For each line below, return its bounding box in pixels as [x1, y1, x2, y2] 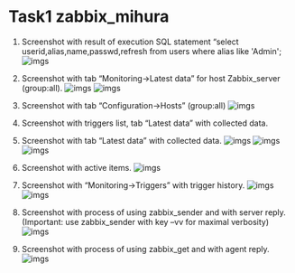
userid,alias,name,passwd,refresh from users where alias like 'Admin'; [21, 45, 281, 56]
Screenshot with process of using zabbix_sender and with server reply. [21, 206, 286, 218]
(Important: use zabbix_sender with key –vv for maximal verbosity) [21, 216, 270, 227]
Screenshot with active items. [21, 162, 132, 173]
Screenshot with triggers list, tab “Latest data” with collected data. [21, 118, 268, 128]
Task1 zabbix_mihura [8, 6, 170, 27]
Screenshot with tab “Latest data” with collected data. [21, 135, 222, 146]
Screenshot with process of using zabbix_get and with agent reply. [21, 243, 270, 254]
